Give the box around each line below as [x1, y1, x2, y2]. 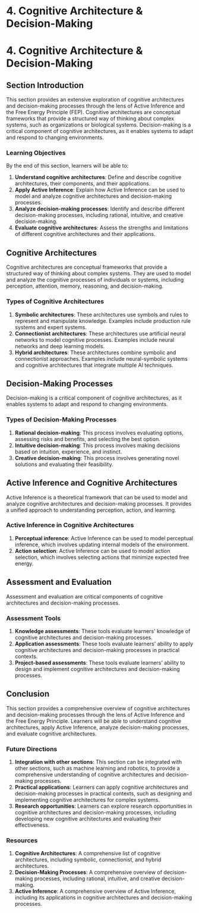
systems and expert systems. [14, 323, 87, 330]
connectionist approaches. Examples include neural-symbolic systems [14, 355, 188, 362]
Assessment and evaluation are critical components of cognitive [6, 593, 163, 600]
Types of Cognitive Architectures [6, 297, 105, 306]
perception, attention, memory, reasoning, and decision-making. [6, 282, 164, 289]
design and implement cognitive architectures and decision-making [14, 665, 180, 672]
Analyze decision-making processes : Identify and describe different [14, 205, 185, 212]
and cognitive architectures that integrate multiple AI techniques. [14, 361, 173, 369]
